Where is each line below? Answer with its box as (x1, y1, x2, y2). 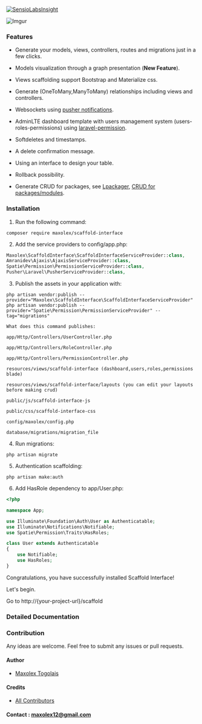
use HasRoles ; (17, 558, 53, 564)
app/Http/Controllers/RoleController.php (6, 345, 112, 351)
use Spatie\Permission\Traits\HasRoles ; (6, 530, 110, 536)
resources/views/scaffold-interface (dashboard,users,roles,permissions (6, 366, 194, 372)
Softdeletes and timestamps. (15, 136, 86, 143)
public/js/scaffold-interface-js (6, 398, 91, 404)
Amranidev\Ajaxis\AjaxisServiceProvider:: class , (6, 258, 131, 264)
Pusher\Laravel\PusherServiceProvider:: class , (6, 269, 126, 275)
